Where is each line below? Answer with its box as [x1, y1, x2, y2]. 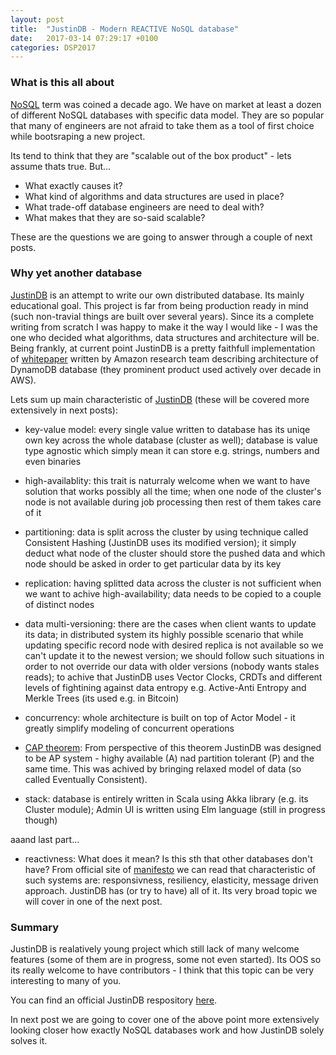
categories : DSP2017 [10, 42, 97, 53]
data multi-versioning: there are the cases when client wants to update [24, 617, 317, 630]
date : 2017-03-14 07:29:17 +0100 [10, 33, 159, 43]
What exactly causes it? [24, 179, 123, 191]
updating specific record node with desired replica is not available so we [24, 639, 324, 651]
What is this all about [10, 76, 115, 90]
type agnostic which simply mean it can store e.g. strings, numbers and [24, 444, 320, 456]
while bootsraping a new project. [10, 130, 146, 142]
